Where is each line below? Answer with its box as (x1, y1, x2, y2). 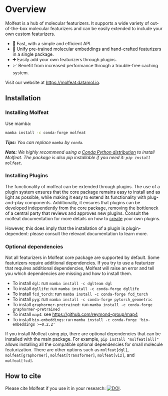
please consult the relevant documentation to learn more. (29, 230, 148, 236)
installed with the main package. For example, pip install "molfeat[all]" (5, 336, 159, 342)
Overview (5, 4, 46, 15)
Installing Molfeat (5, 109, 49, 116)
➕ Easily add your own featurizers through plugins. (12, 56, 117, 62)
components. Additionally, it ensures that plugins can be (24, 199, 140, 205)
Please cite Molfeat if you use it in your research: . (5, 385, 121, 391)
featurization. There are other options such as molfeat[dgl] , (5, 347, 129, 353)
